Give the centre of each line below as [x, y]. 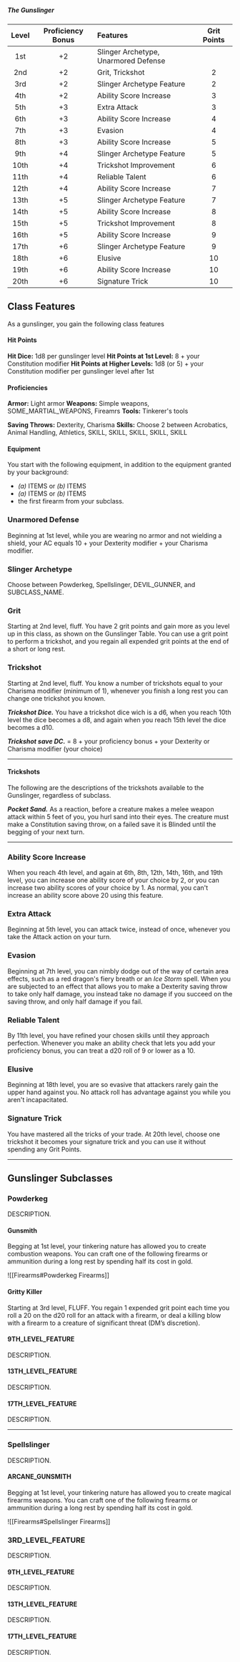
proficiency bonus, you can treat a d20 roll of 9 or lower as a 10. [101, 1051]
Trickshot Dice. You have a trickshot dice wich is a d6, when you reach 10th [119, 712]
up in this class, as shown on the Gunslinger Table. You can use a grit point [118, 634]
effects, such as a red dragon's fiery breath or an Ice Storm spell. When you [119, 978]
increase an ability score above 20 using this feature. [85, 896]
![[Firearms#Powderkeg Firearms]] [58, 1276]
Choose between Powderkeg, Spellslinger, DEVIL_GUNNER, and [101, 584]
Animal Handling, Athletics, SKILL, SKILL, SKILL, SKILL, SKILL [97, 433]
